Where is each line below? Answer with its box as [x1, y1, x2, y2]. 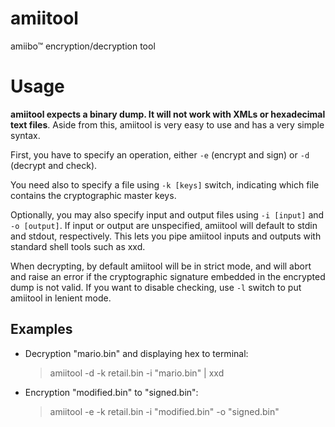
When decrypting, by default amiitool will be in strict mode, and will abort [10, 260, 312, 272]
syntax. [10, 129, 41, 141]
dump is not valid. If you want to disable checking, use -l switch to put [10, 281, 302, 293]
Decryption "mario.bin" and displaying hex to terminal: [24, 347, 249, 359]
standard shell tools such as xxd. [10, 240, 146, 252]
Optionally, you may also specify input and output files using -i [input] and [10, 208, 325, 221]
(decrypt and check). [10, 159, 98, 171]
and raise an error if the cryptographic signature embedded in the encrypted [10, 270, 326, 282]
